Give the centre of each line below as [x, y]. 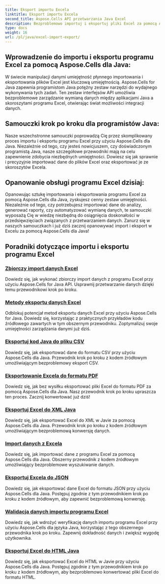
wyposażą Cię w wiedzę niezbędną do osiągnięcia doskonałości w [72, 216]
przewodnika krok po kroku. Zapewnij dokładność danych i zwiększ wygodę [82, 533]
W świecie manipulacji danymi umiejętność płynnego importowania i [74, 76]
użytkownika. [18, 538]
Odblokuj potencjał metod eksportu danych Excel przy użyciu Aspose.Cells [81, 313]
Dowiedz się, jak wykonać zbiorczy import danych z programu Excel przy [79, 279]
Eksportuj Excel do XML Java [41, 409]
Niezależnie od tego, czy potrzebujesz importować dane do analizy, [74, 205]
